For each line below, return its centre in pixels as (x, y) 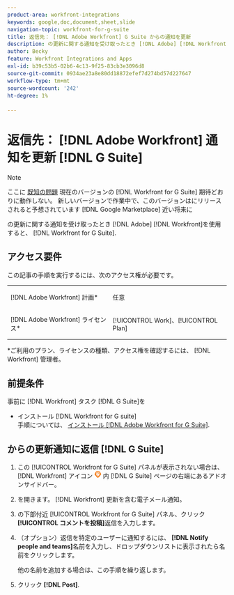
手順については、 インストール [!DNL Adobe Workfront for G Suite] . (114, 425)
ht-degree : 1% (28, 95)
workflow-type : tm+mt (39, 81)
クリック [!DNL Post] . (48, 585)
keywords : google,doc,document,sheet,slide (71, 22)
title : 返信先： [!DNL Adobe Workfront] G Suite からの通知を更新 (99, 37)
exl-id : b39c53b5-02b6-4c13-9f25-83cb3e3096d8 (76, 66)
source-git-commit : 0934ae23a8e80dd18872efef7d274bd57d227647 (99, 73)
